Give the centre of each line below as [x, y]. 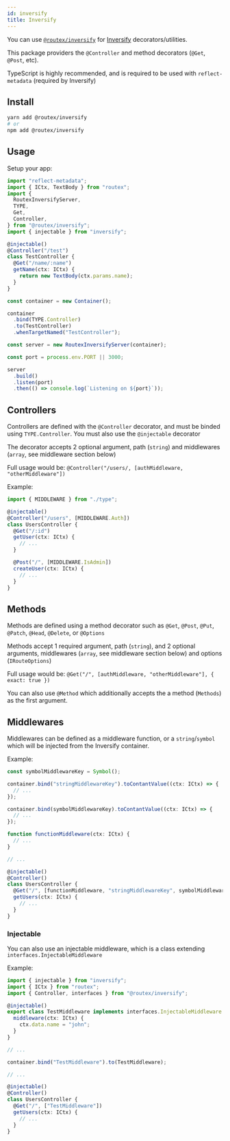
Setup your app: [30, 168]
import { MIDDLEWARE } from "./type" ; [62, 500]
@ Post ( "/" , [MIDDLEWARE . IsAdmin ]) [62, 562]
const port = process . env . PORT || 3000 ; [66, 357]
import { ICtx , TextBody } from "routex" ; [68, 187]
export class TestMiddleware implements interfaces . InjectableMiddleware [115, 1012]
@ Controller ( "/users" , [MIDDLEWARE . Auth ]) [68, 518]
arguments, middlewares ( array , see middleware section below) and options [115, 653]
